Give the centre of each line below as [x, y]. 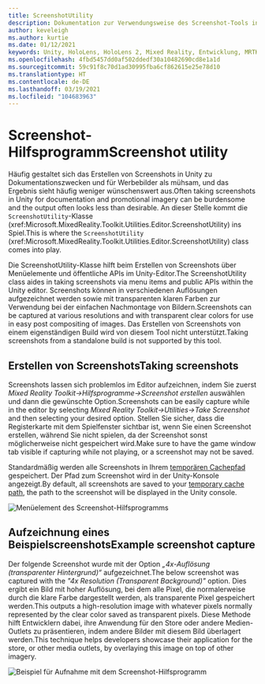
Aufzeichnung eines [59, 533]
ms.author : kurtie [38, 38]
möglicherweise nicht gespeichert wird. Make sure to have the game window [132, 443]
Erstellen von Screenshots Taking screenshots [123, 366]
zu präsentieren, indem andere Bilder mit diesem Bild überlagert [137, 631]
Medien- [239, 622]
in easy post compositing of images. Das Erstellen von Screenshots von [125, 324]
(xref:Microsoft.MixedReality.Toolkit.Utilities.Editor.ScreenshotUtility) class [129, 241]
